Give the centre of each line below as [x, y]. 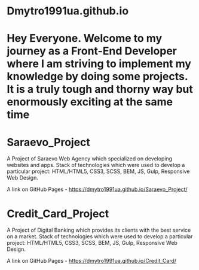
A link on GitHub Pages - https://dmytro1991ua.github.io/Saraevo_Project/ [97, 189]
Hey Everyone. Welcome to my [85, 39]
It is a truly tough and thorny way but [100, 90]
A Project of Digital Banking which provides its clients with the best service [99, 230]
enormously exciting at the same [90, 102]
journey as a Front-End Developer [92, 51]
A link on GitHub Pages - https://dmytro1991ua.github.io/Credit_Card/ [92, 261]
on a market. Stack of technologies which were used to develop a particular [100, 236]
